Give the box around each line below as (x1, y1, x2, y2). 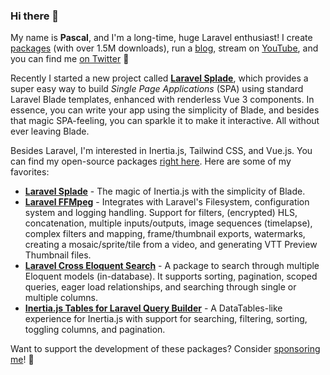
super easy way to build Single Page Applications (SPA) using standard (10, 83, 304, 95)
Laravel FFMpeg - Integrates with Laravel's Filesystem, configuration (24, 196, 310, 208)
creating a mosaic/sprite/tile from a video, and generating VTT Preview (24, 239, 318, 251)
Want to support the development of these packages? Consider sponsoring (10, 343, 321, 355)
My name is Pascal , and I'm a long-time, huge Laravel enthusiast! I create (10, 32, 313, 44)
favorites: (10, 166, 50, 178)
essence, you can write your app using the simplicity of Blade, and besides (10, 104, 320, 116)
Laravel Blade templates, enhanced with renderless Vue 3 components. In (10, 94, 315, 106)
